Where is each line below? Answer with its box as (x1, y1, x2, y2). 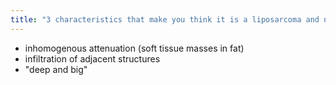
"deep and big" (24, 63, 88, 75)
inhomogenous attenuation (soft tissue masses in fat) (24, 42, 245, 54)
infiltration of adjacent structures (24, 52, 161, 65)
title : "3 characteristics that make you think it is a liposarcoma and (10, 14, 320, 25)
